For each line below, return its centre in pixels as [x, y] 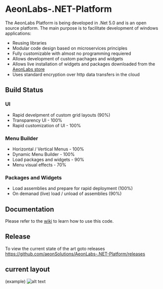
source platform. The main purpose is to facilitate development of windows [82, 28]
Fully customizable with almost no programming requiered [72, 53]
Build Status [24, 90]
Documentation [30, 209]
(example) [15, 281]
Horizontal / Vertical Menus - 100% [48, 149]
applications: [18, 33]
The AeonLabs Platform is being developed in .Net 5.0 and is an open [76, 23]
